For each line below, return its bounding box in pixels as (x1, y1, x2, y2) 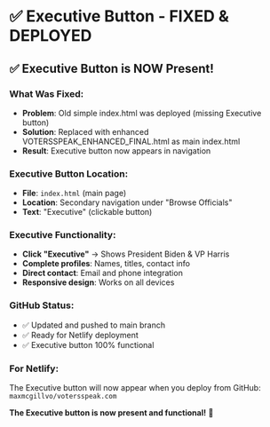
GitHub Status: (9, 299, 75, 312)
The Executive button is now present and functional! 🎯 (9, 407, 214, 418)
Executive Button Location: (9, 167, 129, 179)
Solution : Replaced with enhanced (21, 126, 149, 137)
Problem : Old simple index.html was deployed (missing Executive (21, 107, 262, 118)
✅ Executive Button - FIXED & (9, 6, 229, 27)
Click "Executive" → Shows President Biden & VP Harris (21, 249, 230, 259)
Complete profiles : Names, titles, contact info (21, 258, 191, 269)
